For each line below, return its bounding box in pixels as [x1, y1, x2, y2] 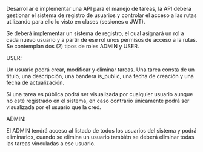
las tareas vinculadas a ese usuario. [6, 140, 96, 147]
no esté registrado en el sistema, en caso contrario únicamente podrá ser [6, 97, 190, 104]
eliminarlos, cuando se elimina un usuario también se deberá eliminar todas [6, 133, 195, 140]
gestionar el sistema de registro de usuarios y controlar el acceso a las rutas [6, 12, 197, 19]
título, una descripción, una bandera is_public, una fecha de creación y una [6, 73, 194, 79]
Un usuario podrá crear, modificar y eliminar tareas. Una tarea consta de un [6, 66, 195, 73]
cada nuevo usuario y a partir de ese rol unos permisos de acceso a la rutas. [6, 36, 198, 43]
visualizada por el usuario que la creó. [6, 104, 101, 111]
